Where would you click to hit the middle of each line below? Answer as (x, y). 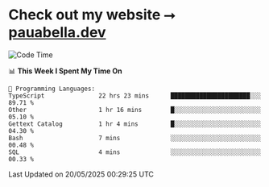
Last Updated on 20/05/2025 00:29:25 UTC (81, 174)
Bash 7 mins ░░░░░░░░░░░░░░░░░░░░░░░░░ (135, 138)
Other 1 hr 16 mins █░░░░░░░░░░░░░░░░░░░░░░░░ (135, 110)
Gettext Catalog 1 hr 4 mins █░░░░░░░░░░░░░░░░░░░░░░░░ (135, 124)
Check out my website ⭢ (92, 15)
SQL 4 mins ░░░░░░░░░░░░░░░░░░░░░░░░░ (135, 152)
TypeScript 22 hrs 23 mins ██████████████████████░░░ (135, 96)
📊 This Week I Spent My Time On (65, 71)
